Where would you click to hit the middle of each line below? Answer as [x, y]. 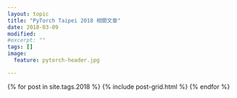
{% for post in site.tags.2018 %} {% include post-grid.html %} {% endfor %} [119, 87]
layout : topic [28, 14]
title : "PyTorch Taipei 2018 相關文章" [64, 21]
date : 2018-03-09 [33, 27]
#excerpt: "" [27, 40]
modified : [22, 34]
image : [17, 54]
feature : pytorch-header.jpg [57, 60]
